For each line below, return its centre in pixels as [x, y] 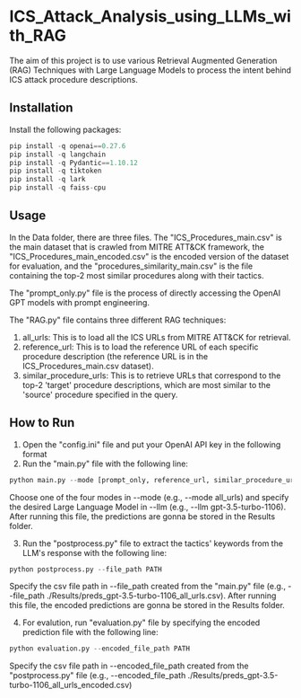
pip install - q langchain [57, 155]
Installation [41, 108]
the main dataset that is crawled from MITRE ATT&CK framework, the [137, 247]
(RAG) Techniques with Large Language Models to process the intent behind [150, 70]
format [34, 454]
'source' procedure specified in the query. [100, 394]
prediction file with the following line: [90, 632]
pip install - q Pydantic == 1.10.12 [74, 163]
